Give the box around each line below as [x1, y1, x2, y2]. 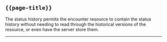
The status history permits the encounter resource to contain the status [5, 16, 152, 22]
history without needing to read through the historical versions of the [5, 21, 146, 27]
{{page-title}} [5, 4, 52, 12]
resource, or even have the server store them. [5, 26, 99, 32]
